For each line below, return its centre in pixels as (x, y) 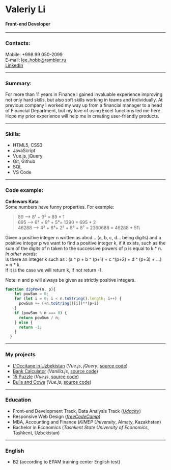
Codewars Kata (22, 201)
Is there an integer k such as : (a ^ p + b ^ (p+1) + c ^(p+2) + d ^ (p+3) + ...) (83, 259)
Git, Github (24, 161)
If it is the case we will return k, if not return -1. (54, 270)
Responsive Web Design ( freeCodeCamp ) (56, 416)
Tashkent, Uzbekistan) (36, 433)
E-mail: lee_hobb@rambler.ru (36, 60)
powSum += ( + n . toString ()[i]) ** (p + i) (59, 304)
